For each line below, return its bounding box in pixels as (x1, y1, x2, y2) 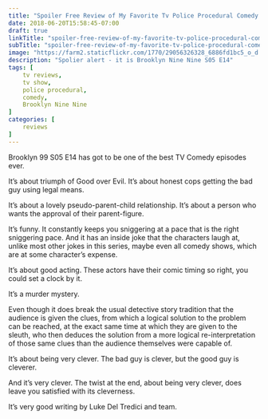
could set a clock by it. (8, 273, 82, 283)
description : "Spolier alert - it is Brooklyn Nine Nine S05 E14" (8, 57, 234, 65)
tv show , (22, 78, 52, 86)
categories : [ (8, 116, 56, 124)
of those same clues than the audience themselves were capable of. (8, 338, 233, 348)
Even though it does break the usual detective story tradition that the (8, 304, 234, 314)
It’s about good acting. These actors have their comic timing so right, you (8, 265, 249, 275)
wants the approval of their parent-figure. (8, 208, 145, 218)
